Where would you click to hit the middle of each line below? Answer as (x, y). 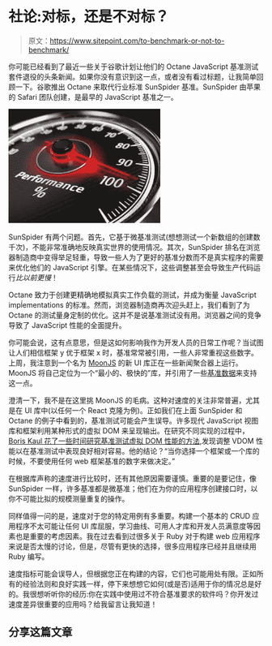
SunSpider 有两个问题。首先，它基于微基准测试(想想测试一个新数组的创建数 (134, 237)
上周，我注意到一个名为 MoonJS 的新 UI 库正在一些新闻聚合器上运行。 (125, 363)
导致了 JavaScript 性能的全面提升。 (68, 325)
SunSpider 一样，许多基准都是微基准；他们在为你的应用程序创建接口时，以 (133, 489)
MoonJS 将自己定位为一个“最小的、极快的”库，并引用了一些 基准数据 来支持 (133, 373)
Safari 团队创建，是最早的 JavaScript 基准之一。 (98, 97)
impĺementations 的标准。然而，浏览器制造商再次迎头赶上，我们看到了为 (129, 304)
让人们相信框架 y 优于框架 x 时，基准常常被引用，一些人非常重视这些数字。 (134, 352)
